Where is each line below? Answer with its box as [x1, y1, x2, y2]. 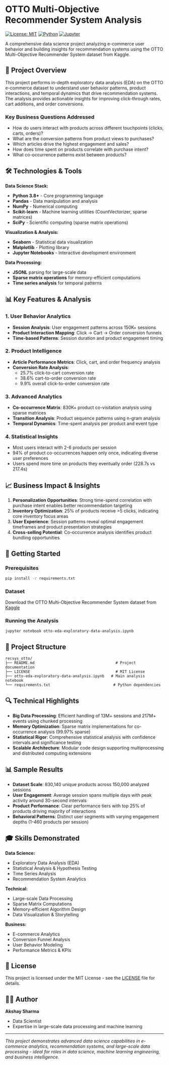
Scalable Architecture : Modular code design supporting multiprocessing [12, 745, 164, 751]
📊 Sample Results [5, 765, 63, 774]
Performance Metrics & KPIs [12, 947, 71, 953]
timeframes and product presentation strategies [12, 524, 112, 530]
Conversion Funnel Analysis [12, 936, 70, 942]
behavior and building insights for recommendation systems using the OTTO [5, 46, 163, 52]
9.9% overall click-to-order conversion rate [20, 380, 110, 386]
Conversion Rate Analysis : [12, 364, 69, 370]
